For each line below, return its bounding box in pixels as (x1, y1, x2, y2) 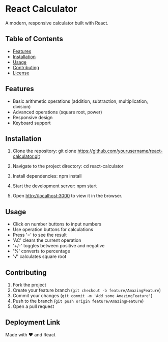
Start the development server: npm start (12, 183, 97, 189)
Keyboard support (12, 120, 51, 126)
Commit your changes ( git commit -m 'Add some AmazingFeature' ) (12, 293, 153, 298)
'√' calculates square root (12, 253, 67, 260)
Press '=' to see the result (12, 232, 67, 238)
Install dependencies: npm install (12, 173, 82, 179)
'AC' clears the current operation (12, 237, 81, 243)
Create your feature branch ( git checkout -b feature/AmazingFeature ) (12, 287, 161, 293)
